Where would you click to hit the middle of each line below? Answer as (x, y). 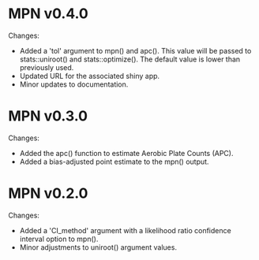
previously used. (47, 67)
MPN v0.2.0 (48, 193)
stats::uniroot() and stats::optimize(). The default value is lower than (130, 59)
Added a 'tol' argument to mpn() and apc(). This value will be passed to (135, 50)
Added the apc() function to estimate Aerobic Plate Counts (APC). (126, 153)
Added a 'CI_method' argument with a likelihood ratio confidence (125, 230)
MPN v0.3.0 (48, 116)
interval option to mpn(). (59, 239)
